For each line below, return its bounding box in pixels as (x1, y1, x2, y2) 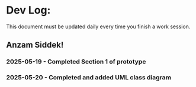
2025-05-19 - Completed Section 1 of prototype (6, 58, 146, 66)
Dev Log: (6, 4, 51, 17)
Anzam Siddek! (6, 40, 64, 50)
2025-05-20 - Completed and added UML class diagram (6, 73, 172, 82)
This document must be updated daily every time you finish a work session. (6, 23, 191, 30)
